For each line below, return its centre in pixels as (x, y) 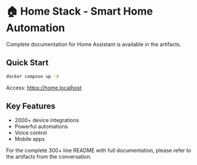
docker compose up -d (33, 76)
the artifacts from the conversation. (49, 157)
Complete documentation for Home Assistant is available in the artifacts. (94, 44)
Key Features (31, 106)
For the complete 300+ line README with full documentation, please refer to (99, 150)
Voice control (31, 133)
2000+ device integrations (47, 120)
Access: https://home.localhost (44, 88)
